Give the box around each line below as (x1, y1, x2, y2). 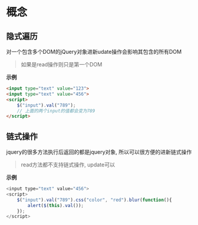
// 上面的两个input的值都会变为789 (17, 108, 95, 114)
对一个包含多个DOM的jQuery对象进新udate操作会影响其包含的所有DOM (6, 48, 182, 55)
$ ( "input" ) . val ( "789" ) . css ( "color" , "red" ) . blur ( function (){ (17, 197, 172, 203)
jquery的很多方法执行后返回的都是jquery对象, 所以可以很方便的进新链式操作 (6, 148, 192, 156)
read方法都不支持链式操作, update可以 (20, 161, 115, 168)
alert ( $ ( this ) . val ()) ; (27, 202, 84, 208)
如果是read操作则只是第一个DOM (20, 61, 103, 68)
